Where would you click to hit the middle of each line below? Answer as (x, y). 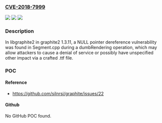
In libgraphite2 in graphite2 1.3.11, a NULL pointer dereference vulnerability (81, 42)
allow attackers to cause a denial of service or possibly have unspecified (79, 53)
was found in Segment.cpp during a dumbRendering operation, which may (81, 47)
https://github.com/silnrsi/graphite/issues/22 (58, 93)
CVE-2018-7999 (25, 7)
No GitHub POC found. (28, 116)
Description (20, 31)
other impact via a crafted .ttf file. (39, 58)
